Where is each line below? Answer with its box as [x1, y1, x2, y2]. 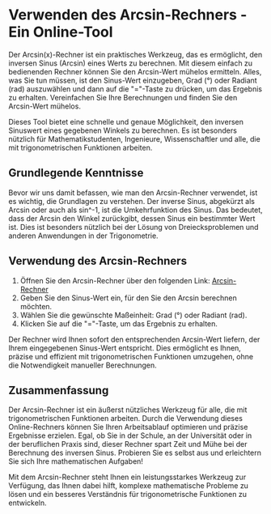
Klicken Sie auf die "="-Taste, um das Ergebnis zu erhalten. [19, 318, 218, 329]
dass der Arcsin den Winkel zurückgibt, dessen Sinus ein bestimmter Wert [8, 213, 256, 223]
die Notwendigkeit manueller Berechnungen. [8, 360, 158, 370]
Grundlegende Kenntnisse [8, 166, 144, 180]
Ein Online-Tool [8, 23, 113, 41]
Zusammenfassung [8, 383, 109, 397]
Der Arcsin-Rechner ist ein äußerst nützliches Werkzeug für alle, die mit [8, 405, 248, 414]
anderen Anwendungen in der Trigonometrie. [8, 231, 159, 240]
